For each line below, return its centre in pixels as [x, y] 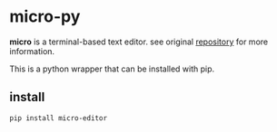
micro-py [45, 17]
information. [32, 51]
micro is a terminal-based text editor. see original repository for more [139, 42]
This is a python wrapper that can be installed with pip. [112, 69]
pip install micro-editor [58, 118]
